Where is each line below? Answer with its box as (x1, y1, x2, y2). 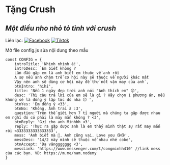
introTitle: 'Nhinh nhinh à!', (14, 62, 81, 67)
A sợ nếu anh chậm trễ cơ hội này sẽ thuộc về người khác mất (14, 75, 149, 80)
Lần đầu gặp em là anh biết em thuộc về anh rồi (14, 70, 120, 75)
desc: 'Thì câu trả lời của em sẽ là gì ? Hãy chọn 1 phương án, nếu (14, 93, 165, 98)
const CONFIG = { (5, 57, 42, 62)
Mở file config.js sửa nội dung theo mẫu (5, 47, 89, 53)
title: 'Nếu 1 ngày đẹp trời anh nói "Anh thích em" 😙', (14, 88, 139, 93)
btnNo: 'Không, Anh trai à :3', (14, 106, 83, 111)
